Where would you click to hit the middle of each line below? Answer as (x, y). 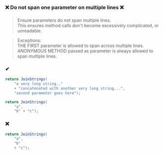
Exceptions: (29, 40)
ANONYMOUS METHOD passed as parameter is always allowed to (85, 51)
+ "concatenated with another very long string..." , (70, 88)
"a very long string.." (39, 84)
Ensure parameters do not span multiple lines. (64, 20)
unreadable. (29, 31)
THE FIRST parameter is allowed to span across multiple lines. (81, 46)
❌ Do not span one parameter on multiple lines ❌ (64, 7)
